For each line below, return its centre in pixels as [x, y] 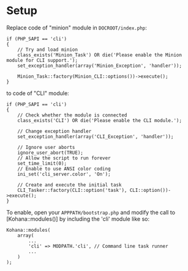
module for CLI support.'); [42, 60]
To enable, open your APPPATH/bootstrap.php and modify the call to [91, 212]
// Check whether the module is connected [72, 115]
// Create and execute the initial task [70, 185]
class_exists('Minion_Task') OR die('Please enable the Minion [100, 55]
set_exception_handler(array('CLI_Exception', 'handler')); [96, 136]
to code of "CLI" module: [38, 93]
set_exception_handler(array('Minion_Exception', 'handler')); [100, 66]
